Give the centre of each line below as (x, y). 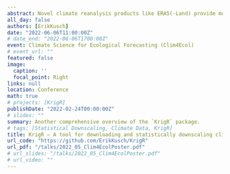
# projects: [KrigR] (37, 103)
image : (16, 64)
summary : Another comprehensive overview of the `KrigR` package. (104, 122)
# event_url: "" (30, 52)
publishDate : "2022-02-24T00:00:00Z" (61, 109)
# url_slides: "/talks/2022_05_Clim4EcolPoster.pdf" (84, 154)
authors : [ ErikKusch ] (38, 26)
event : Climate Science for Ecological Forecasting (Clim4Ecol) (101, 45)
